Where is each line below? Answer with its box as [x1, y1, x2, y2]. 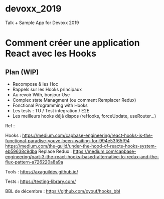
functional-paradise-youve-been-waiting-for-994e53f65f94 [5, 137, 130, 143]
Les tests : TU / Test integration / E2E [12, 107, 90, 113]
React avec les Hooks [5, 48, 97, 59]
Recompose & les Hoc [12, 81, 59, 87]
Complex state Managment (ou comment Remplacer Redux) [12, 97, 136, 103]
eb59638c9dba [5, 148, 38, 154]
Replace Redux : [38, 148, 72, 154]
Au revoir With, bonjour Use [12, 91, 70, 98]
